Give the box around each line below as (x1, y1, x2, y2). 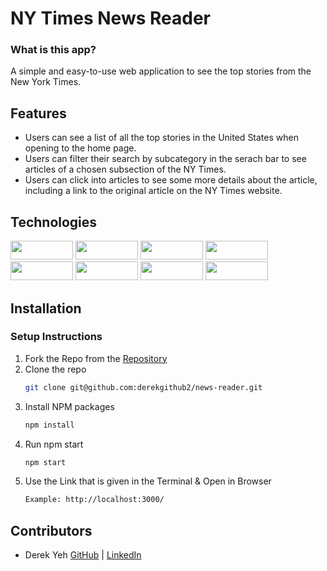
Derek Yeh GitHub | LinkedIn (24, 549, 142, 561)
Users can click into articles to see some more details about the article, (24, 174, 318, 186)
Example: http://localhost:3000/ (24, 495, 165, 505)
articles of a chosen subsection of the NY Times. (24, 163, 227, 176)
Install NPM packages (24, 400, 115, 412)
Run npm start (24, 438, 84, 450)
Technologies (10, 213, 98, 231)
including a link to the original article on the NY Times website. (24, 185, 283, 197)
